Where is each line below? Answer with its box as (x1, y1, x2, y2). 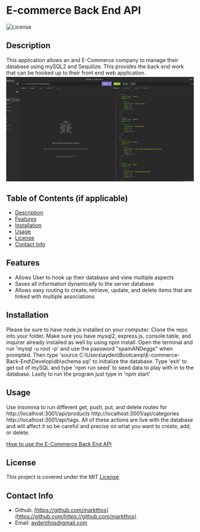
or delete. (6, 429, 30, 436)
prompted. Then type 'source (6, 351, 79, 358)
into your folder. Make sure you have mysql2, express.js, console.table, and (6, 332, 192, 339)
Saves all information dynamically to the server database (14, 280, 154, 287)
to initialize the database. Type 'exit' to (92, 357, 187, 364)
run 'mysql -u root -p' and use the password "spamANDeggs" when (6, 345, 173, 352)
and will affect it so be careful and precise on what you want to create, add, (6, 422, 192, 429)
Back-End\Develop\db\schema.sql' (6, 357, 92, 364)
